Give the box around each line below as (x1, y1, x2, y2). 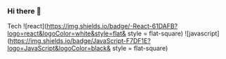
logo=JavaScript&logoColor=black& (7, 44, 111, 53)
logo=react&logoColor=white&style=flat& (7, 29, 126, 37)
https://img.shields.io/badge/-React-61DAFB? (46, 22, 178, 31)
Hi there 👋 (7, 6, 42, 16)
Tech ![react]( (7, 22, 47, 31)
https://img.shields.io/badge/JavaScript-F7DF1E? (9, 37, 151, 45)
